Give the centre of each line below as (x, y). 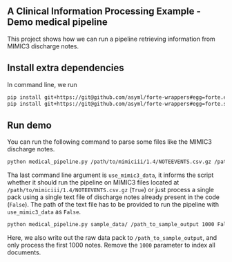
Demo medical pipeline (58, 22)
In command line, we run (42, 84)
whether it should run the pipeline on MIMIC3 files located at (93, 183)
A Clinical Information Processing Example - (104, 11)
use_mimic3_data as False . (44, 212)
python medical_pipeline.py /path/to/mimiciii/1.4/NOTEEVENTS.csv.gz (109, 162)
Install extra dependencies (66, 68)
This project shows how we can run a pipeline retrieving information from (111, 39)
